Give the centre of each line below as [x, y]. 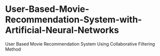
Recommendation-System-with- [74, 20]
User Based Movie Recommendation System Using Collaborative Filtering [80, 44]
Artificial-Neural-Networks [62, 30]
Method [13, 49]
